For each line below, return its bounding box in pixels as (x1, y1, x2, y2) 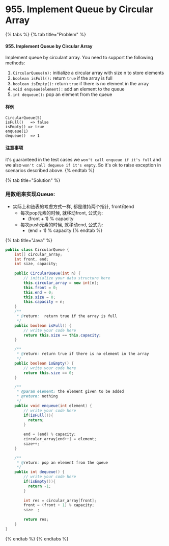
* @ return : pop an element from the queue (16, 460, 108, 465)
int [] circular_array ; (14, 252, 63, 257)
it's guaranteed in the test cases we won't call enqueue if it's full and (5, 156, 161, 162)
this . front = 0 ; (23, 285, 58, 290)
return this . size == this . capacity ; (23, 333, 101, 338)
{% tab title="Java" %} (5, 237, 52, 243)
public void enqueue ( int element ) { (14, 403, 93, 408)
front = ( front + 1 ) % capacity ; (23, 503, 95, 508)
